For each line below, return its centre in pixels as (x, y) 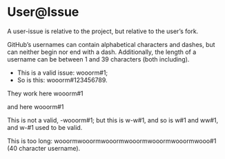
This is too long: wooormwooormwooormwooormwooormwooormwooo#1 (112, 141)
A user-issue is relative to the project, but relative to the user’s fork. (103, 31)
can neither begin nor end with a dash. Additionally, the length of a (102, 52)
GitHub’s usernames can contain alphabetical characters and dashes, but (111, 44)
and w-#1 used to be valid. (45, 127)
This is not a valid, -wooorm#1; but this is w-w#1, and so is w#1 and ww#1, (113, 120)
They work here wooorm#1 (45, 93)
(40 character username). (44, 148)
